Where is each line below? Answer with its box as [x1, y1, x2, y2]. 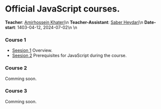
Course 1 [5, 36, 26, 43]
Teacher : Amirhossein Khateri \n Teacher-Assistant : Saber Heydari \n [5, 19, 144, 25]
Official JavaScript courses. [5, 3, 120, 14]
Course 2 [5, 65, 28, 71]
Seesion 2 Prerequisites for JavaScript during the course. [12, 53, 127, 58]
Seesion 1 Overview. [12, 47, 52, 54]
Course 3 [5, 88, 28, 95]
